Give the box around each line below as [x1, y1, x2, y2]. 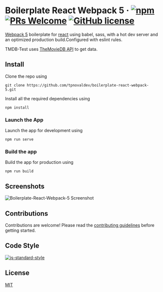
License [5, 269, 30, 277]
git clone [5, 83, 25, 88]
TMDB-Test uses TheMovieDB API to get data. [5, 46, 98, 52]
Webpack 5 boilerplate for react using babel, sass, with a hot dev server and [5, 31, 158, 37]
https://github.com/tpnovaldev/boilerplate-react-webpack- [26, 83, 149, 88]
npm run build [5, 169, 34, 174]
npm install [5, 105, 29, 110]
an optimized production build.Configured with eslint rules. [5, 37, 123, 43]
